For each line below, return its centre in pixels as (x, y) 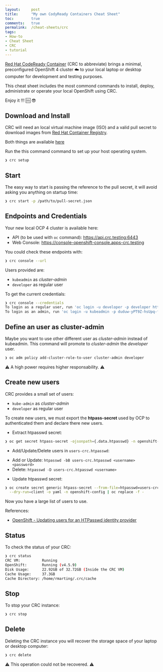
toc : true (23, 18)
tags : (10, 32)
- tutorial (16, 50)
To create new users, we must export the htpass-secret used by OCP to (77, 418)
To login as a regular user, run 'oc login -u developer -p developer (78, 307)
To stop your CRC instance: (32, 605)
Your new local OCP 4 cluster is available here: (52, 228)
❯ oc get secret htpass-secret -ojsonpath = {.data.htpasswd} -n (70, 441)
